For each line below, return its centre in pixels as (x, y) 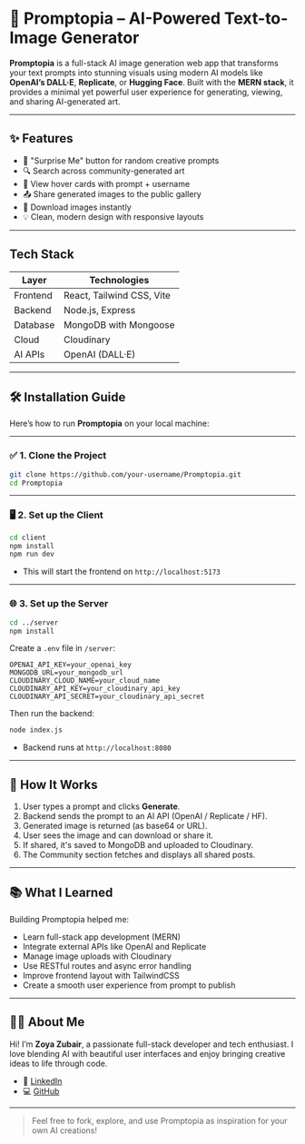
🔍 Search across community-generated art (103, 171)
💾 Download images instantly (77, 207)
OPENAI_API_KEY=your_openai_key (70, 665)
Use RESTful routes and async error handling (107, 965)
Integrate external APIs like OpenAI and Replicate (114, 946)
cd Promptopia (36, 483)
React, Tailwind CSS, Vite (117, 295)
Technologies (119, 280)
